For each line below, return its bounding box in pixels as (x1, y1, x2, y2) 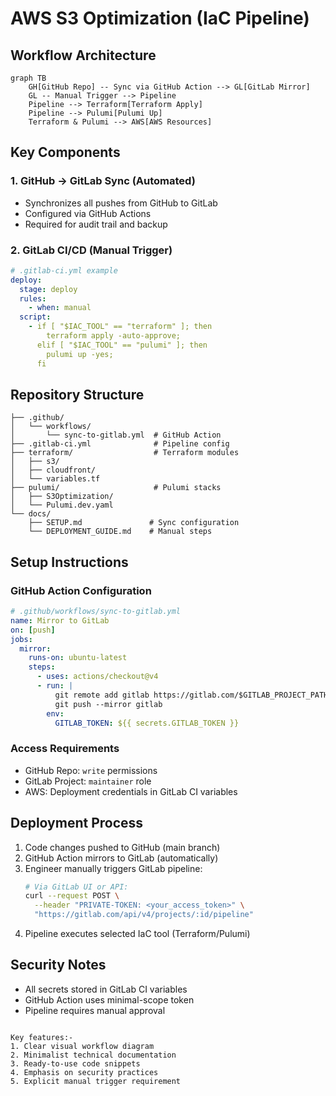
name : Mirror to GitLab (10, 615, 110, 626)
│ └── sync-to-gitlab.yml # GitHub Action (10, 430, 222, 441)
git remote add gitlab (54, 690, 150, 700)
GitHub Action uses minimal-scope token (24, 993, 195, 1006)
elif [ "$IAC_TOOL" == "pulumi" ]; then (36, 340, 208, 350)
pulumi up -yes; (46, 349, 114, 359)
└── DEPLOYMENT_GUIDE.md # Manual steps (28, 527, 213, 537)
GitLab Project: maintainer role (24, 775, 152, 787)
